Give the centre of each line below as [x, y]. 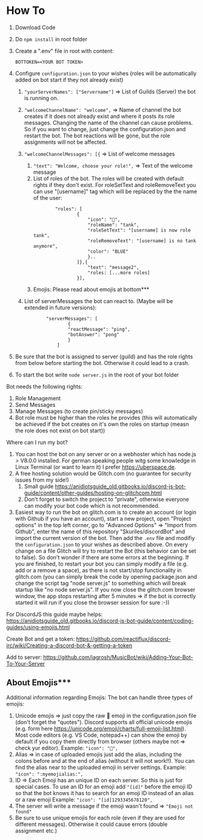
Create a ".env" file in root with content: [64, 51]
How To [26, 11]
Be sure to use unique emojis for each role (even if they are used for [100, 818]
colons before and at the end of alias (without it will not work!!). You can [105, 760]
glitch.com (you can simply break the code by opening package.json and [106, 576]
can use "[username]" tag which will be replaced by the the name [115, 191]
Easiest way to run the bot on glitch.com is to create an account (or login [106, 512]
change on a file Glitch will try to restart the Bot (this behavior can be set [105, 551]
